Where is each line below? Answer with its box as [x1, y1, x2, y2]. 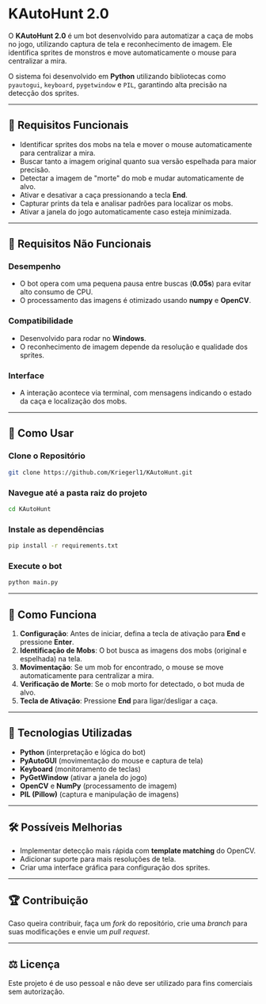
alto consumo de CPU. [19, 287, 93, 297]
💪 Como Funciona [8, 608, 97, 621]
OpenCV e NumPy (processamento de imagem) [19, 781, 177, 790]
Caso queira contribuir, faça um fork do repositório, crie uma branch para [8, 919, 248, 928]
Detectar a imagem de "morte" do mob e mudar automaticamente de [19, 173, 245, 183]
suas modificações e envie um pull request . [8, 927, 150, 937]
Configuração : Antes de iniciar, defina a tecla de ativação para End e [19, 628, 246, 638]
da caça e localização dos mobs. [19, 396, 127, 406]
